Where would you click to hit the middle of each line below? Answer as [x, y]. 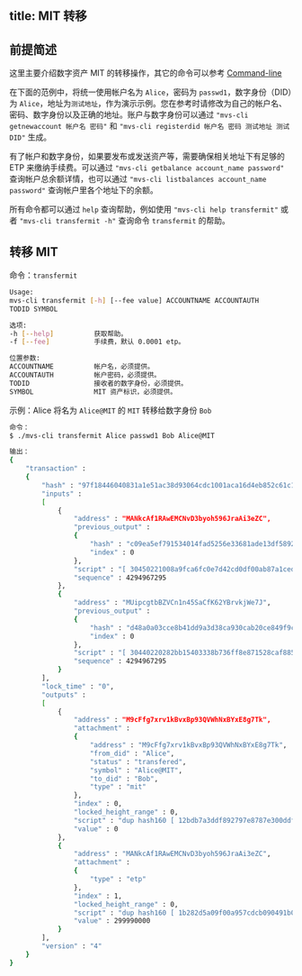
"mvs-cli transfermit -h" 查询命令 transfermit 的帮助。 [125, 221]
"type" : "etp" [118, 880]
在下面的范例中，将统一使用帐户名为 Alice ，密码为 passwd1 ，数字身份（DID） [151, 92]
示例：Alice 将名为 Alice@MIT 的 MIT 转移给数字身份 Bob [111, 410]
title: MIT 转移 [48, 16]
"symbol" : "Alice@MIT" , [136, 770]
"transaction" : [56, 469]
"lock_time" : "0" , [78, 686]
